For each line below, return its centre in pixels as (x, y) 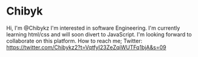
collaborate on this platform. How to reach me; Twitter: (74, 41)
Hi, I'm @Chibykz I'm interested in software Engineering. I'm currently (93, 28)
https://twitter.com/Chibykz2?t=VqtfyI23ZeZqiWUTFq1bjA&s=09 (86, 47)
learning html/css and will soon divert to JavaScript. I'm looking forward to (99, 34)
